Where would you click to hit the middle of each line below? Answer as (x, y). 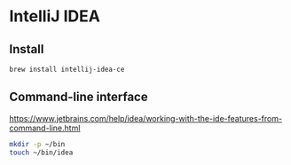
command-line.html (45, 128)
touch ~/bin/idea (41, 153)
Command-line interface (79, 97)
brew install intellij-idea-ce (67, 69)
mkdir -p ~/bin (37, 144)
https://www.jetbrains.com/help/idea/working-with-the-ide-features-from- (145, 118)
